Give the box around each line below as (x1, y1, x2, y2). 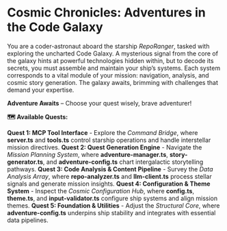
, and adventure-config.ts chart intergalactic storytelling (42, 158, 204, 166)
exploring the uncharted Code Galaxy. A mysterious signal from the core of (7, 49, 219, 58)
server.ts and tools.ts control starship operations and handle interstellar (7, 136, 211, 144)
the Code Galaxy (7, 19, 104, 35)
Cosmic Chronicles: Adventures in (7, 5, 206, 21)
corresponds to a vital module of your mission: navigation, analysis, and (7, 71, 210, 80)
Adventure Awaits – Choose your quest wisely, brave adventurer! (7, 99, 192, 107)
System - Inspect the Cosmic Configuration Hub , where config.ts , (7, 186, 195, 195)
